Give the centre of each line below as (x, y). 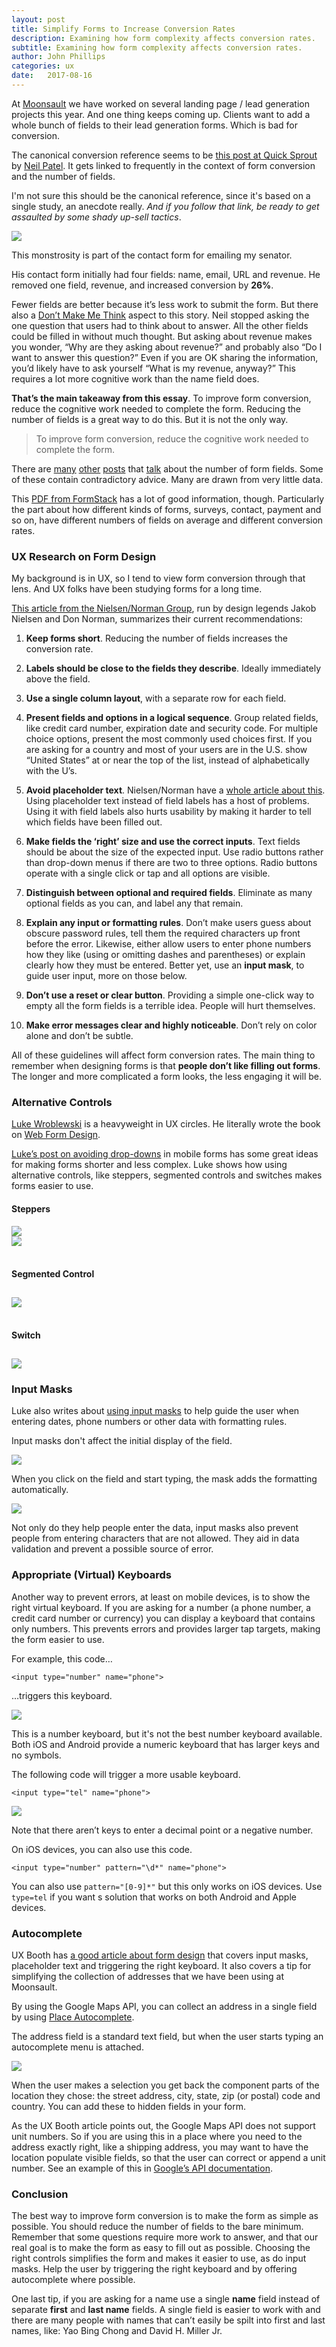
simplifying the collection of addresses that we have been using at (148, 1976)
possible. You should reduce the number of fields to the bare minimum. (157, 2227)
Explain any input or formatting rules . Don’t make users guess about (168, 923)
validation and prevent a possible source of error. (112, 1549)
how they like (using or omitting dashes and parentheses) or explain (165, 955)
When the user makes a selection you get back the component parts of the (165, 2085)
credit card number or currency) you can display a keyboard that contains (163, 1618)
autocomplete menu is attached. (77, 2047)
